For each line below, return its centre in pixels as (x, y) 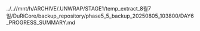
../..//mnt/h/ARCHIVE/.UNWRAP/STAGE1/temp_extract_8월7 (79, 8)
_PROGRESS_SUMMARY (36, 23)
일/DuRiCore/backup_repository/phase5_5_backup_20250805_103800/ (93, 16)
